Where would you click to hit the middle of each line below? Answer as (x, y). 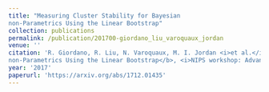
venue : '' (25, 46)
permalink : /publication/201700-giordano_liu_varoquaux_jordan (116, 38)
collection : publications (51, 30)
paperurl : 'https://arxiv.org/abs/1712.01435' (87, 75)
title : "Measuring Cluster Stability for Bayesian (94, 16)
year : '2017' (30, 68)
